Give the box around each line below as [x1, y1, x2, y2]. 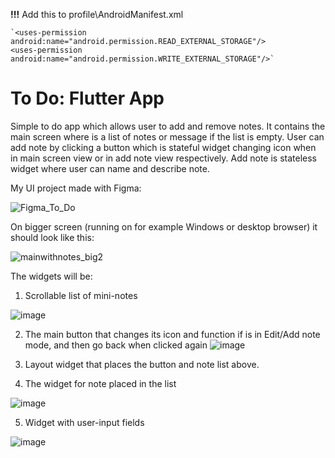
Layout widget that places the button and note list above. [24, 358, 260, 370]
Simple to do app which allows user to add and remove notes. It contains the [10, 120, 326, 132]
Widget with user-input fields [24, 416, 145, 428]
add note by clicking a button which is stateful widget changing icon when [10, 141, 317, 153]
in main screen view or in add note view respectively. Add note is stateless [10, 152, 317, 164]
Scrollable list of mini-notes [24, 289, 138, 301]
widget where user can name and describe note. [10, 162, 210, 174]
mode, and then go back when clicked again [24, 339, 208, 351]
